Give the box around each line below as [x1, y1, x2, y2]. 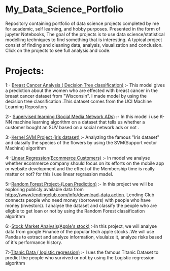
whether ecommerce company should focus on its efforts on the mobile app [5, 160, 164, 166]
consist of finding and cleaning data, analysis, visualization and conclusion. [5, 42, 163, 48]
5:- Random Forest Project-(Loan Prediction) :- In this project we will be [5, 180, 153, 187]
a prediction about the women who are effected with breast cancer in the [5, 87, 158, 94]
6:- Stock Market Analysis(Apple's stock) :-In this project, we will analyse [5, 223, 157, 229]
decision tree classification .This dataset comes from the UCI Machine [5, 98, 152, 104]
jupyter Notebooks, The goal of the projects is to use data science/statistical [5, 31, 165, 37]
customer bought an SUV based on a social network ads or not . [5, 124, 140, 130]
